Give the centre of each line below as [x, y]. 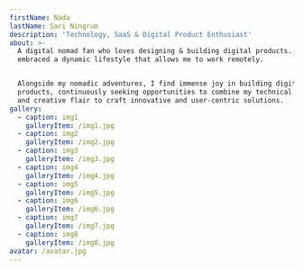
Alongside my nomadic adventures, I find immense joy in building [145, 84]
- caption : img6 [48, 201]
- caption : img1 [48, 117]
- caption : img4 [48, 167]
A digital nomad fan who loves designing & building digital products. [155, 51]
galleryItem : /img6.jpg [70, 209]
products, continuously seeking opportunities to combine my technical [155, 92]
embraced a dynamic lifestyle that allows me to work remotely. [141, 59]
